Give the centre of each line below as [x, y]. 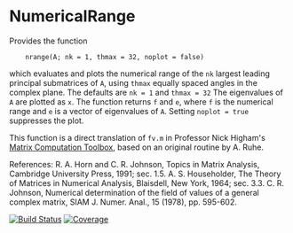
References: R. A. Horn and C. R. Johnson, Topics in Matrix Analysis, [135, 164]
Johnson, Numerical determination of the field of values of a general [134, 192]
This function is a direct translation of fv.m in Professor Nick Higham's [138, 137]
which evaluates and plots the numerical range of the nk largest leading [140, 74]
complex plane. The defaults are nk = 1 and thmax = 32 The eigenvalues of [146, 92]
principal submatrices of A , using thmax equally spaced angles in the [133, 82]
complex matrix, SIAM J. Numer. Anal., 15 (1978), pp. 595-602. [123, 202]
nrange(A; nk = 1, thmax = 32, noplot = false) [115, 57]
